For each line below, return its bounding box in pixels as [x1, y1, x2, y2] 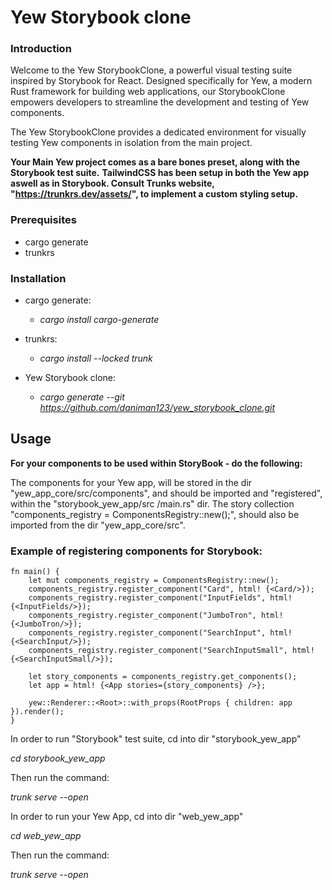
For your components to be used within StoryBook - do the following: [10, 457, 303, 469]
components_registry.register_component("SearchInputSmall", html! [28, 646, 315, 656]
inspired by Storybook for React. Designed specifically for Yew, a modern [10, 75, 313, 87]
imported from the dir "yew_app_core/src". [10, 519, 186, 531]
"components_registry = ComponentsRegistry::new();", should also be [10, 508, 300, 520]
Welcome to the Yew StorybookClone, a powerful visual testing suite [10, 64, 293, 76]
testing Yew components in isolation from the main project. [10, 137, 253, 149]
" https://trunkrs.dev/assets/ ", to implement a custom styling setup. [10, 188, 299, 200]
